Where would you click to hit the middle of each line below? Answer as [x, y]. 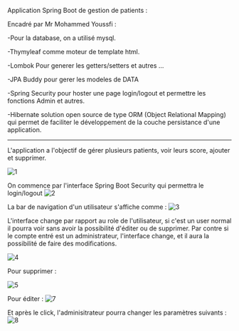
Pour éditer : [26, 299]
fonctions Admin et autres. [46, 101]
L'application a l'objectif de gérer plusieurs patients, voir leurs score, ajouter [119, 150]
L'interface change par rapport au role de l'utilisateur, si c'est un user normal [119, 221]
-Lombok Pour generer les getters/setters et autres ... [86, 66]
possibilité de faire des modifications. [62, 243]
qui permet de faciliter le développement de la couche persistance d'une [114, 122]
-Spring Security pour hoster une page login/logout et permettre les [107, 93]
